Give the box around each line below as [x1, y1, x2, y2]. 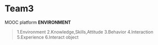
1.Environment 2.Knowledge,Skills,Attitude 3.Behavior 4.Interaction [16, 29, 154, 35]
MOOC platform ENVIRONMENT [4, 19, 71, 25]
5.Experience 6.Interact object [16, 34, 79, 40]
